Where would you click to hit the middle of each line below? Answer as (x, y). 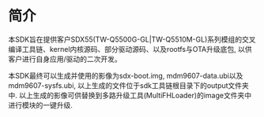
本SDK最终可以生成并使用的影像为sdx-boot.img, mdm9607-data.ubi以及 (126, 75)
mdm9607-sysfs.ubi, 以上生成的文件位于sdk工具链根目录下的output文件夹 (128, 85)
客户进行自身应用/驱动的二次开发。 (65, 59)
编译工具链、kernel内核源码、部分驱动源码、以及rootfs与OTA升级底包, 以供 (130, 49)
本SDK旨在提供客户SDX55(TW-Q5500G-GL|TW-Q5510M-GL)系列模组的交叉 (132, 39)
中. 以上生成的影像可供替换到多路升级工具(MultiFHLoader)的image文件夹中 (130, 95)
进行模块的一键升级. (41, 105)
